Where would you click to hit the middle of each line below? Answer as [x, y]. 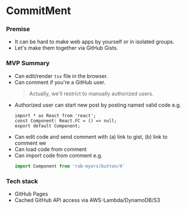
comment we [30, 143]
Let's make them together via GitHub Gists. [66, 48]
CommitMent [39, 11]
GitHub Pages [31, 194]
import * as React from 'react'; [55, 115]
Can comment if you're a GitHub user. [60, 82]
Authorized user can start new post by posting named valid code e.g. [98, 105]
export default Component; [47, 126]
